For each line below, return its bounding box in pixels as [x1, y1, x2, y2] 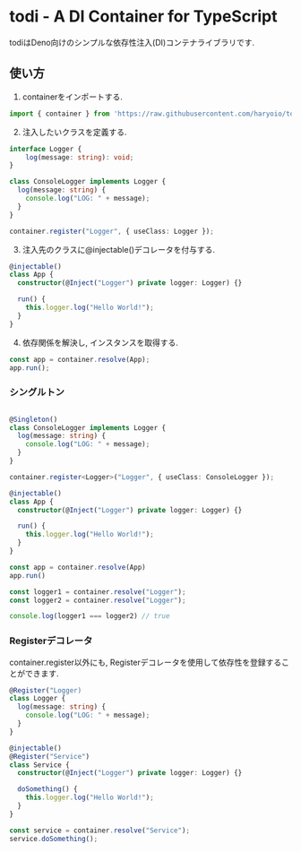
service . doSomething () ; [9, 834, 99, 843]
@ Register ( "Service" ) [9, 752, 90, 761]
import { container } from [9, 109, 110, 118]
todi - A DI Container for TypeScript [9, 6, 278, 27]
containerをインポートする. [21, 91, 124, 102]
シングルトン [9, 386, 65, 399]
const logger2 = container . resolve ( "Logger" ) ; [9, 596, 186, 605]
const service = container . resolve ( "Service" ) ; [9, 826, 191, 835]
